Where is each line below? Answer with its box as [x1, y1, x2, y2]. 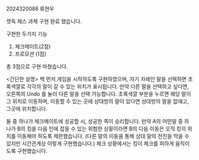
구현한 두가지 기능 [6, 30, 47, 37]
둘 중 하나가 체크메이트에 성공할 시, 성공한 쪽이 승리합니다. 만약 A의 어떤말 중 [6, 118, 184, 124]
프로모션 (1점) [14, 50, 47, 57]
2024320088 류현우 [6, 5, 54, 12]
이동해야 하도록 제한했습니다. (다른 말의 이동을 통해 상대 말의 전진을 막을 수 [17, 133, 190, 139]
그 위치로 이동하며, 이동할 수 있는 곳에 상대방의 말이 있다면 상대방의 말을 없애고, [6, 98, 190, 105]
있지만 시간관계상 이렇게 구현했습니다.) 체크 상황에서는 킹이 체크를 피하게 [6, 140, 174, 147]
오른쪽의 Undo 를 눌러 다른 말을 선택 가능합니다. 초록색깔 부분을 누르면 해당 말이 [6, 91, 191, 97]
